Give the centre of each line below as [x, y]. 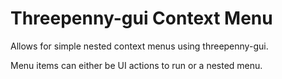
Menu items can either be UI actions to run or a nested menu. [136, 65]
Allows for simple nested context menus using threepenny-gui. [139, 46]
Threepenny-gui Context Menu [141, 18]
